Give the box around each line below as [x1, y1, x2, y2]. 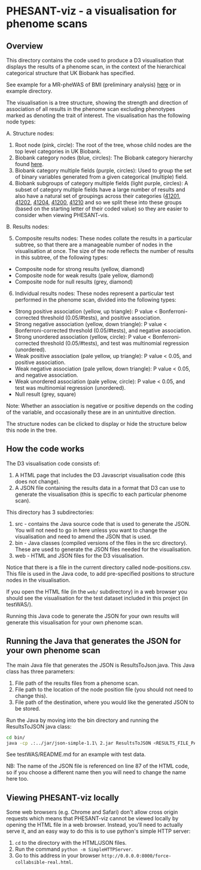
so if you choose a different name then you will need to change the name [6, 769, 187, 776]
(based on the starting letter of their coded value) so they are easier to [14, 205, 188, 212]
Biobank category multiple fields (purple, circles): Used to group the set [14, 167, 192, 174]
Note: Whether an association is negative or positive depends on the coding [6, 402, 193, 409]
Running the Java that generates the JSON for [6, 636, 181, 646]
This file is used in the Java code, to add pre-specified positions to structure [6, 570, 194, 577]
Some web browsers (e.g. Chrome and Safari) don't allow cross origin [6, 808, 178, 816]
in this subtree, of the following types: [14, 254, 109, 261]
